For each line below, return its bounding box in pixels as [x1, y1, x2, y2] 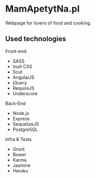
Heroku [12, 167, 28, 173]
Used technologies [5, 35, 67, 43]
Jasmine [12, 162, 31, 168]
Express [12, 115, 30, 122]
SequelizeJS [12, 121, 39, 127]
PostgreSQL [12, 126, 38, 132]
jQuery [12, 79, 27, 85]
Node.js [12, 110, 29, 116]
